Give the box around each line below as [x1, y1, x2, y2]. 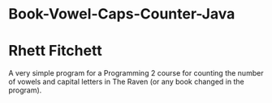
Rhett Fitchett [8, 42, 103, 60]
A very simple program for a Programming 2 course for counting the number [8, 68, 264, 78]
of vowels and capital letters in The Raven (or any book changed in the [8, 77, 245, 87]
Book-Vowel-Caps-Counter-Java [8, 5, 235, 23]
